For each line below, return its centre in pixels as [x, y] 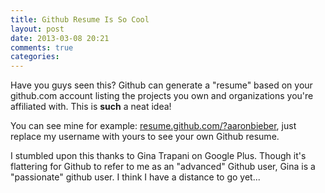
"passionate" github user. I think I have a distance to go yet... [135, 177]
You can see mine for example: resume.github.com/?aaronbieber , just [153, 126]
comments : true [42, 47]
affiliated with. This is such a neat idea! [91, 107]
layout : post [37, 29]
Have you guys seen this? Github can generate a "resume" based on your [161, 85]
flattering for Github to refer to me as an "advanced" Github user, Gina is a [163, 167]
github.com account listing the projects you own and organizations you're [162, 96]
